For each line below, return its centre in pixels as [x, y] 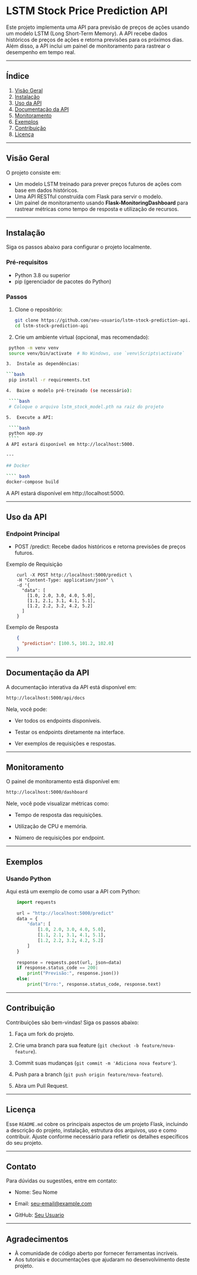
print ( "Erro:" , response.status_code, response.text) [94, 985]
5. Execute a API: [30, 417]
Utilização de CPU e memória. [51, 826]
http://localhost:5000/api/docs [45, 698]
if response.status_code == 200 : [57, 968]
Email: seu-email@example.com [53, 1204]
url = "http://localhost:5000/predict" [65, 913]
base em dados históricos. [47, 190]
